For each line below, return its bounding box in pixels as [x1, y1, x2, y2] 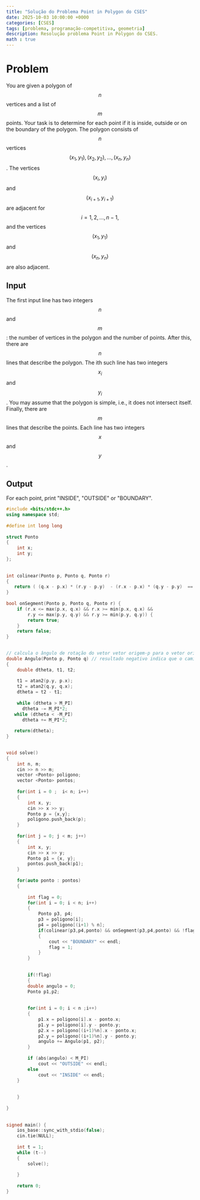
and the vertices [6, 223, 46, 231]
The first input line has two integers [6, 296, 93, 303]
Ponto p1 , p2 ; [27, 989, 60, 995]
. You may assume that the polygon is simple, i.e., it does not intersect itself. [6, 399, 192, 406]
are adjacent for [6, 204, 46, 212]
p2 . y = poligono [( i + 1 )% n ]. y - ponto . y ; [37, 1033, 137, 1039]
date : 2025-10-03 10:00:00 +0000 [6, 14, 89, 20]
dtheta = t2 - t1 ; [17, 689, 62, 695]
